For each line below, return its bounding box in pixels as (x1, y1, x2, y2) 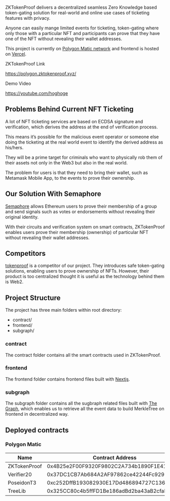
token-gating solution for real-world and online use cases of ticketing (5, 10, 150, 16)
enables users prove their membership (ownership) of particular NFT (5, 229, 149, 235)
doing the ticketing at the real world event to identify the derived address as (5, 139, 163, 145)
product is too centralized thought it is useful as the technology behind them (5, 274, 164, 280)
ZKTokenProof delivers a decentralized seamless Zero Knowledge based (5, 5, 157, 10)
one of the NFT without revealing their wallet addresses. (5, 36, 122, 42)
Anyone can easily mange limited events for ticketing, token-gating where (5, 25, 159, 31)
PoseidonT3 (8, 479, 36, 486)
